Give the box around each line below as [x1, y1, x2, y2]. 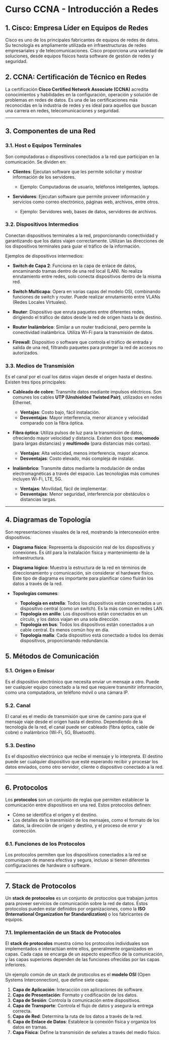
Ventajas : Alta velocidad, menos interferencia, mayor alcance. [20, 450, 149, 456]
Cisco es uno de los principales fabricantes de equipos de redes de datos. [5, 37, 159, 43]
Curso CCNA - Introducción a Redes [5, 4, 158, 15]
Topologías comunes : [12, 590, 59, 596]
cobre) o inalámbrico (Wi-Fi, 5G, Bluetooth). [5, 729, 96, 735]
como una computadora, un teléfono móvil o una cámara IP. [5, 689, 129, 695]
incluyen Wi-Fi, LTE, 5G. [12, 476, 63, 482]
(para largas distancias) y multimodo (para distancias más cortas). [12, 440, 151, 446]
